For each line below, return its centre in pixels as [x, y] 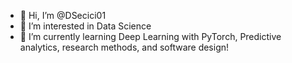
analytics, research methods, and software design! [124, 47]
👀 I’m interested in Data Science [85, 26]
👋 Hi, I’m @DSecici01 [63, 15]
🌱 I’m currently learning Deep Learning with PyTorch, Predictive [150, 36]
